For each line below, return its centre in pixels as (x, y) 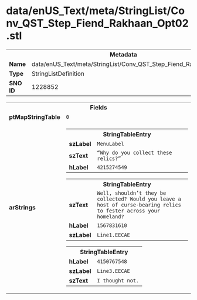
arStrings (23, 207)
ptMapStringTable (35, 117)
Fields (98, 107)
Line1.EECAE (113, 235)
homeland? (110, 216)
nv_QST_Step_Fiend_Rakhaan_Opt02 (97, 23)
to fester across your (128, 211)
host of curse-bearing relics (139, 205)
